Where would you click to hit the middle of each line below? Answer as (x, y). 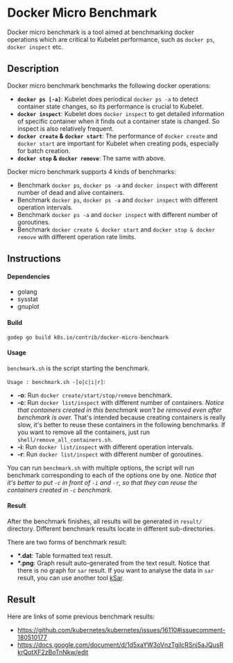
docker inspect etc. (35, 47)
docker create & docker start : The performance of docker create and (117, 136)
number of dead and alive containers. (71, 192)
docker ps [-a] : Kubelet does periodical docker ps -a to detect (108, 99)
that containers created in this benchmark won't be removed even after (119, 410)
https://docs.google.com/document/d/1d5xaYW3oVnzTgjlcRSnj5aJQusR (120, 644)
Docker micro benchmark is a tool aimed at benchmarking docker (101, 32)
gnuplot (28, 307)
